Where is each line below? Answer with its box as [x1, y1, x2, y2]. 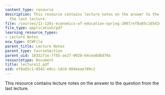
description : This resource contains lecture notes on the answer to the [5, 12, 160, 17]
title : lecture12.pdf [5, 62, 50, 67]
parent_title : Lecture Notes [5, 44, 65, 49]
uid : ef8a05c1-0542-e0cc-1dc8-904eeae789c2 [5, 67, 96, 72]
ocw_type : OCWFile [5, 39, 43, 44]
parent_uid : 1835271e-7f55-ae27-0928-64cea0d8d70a [5, 53, 111, 58]
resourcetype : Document [5, 58, 54, 63]
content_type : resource [5, 7, 54, 12]
